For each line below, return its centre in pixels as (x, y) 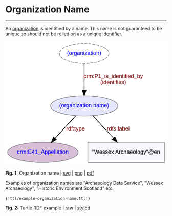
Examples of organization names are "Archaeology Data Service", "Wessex (84, 183)
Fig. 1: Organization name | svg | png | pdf (50, 173)
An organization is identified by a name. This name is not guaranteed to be (84, 28)
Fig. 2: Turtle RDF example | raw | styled (48, 208)
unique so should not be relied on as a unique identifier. (64, 34)
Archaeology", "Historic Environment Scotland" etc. (60, 188)
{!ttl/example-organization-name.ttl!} (48, 199)
